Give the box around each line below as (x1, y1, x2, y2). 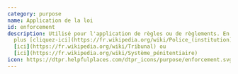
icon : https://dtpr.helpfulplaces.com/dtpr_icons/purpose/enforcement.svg (7, 56, 233, 63)
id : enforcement (7, 23, 55, 30)
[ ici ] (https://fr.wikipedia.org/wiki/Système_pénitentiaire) (13, 50, 198, 57)
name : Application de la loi (7, 17, 93, 24)
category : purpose (7, 10, 62, 18)
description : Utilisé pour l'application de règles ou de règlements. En (7, 30, 230, 37)
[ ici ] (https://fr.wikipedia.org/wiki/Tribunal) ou (13, 43, 166, 50)
